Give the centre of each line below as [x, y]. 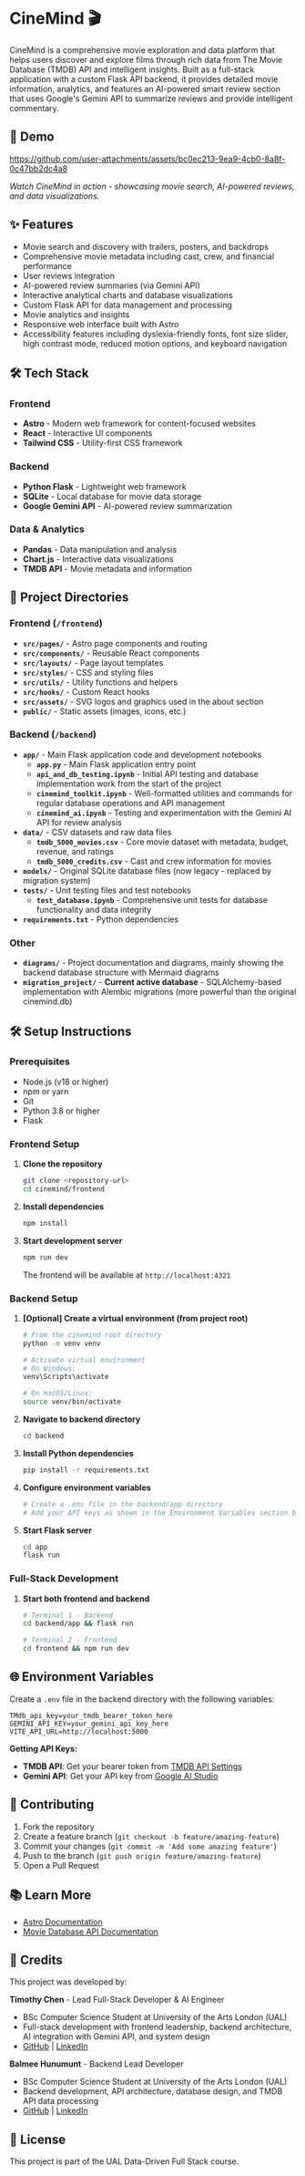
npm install [45, 1223]
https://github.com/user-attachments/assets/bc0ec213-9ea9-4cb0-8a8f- [147, 159]
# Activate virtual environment [84, 1360]
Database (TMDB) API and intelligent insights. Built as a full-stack [132, 69]
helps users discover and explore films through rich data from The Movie [146, 59]
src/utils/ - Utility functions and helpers [100, 682]
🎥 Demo [32, 137]
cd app [35, 1547]
